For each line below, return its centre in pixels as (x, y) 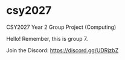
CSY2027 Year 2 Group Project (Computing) (61, 27)
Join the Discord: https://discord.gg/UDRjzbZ (62, 50)
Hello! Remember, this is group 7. (47, 38)
